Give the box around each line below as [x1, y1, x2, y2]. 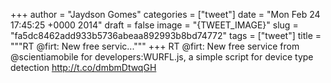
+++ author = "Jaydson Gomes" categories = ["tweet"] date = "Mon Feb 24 [10, 9, 321, 20]
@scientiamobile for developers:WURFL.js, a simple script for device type [10, 51, 314, 63]
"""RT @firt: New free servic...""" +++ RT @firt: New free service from [10, 40, 300, 52]
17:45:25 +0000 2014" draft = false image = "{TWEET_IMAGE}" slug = [10, 19, 299, 31]
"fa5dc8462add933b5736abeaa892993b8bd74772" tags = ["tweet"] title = [10, 30, 322, 41]
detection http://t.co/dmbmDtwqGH [10, 62, 157, 73]
